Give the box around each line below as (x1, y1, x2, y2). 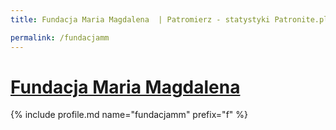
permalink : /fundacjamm (10, 32, 110, 43)
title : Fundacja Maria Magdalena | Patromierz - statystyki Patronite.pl (10, 14, 329, 25)
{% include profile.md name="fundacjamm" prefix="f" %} (10, 109, 248, 121)
